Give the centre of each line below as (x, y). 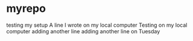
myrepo (26, 9)
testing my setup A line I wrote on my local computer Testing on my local (97, 25)
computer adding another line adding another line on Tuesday (83, 31)
